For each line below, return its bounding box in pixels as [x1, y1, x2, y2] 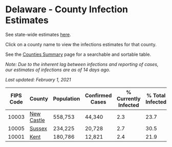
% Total [146, 92, 166, 99]
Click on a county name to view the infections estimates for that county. [5, 41, 157, 47]
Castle [29, 116, 45, 123]
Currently [117, 95, 141, 102]
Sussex [29, 124, 48, 132]
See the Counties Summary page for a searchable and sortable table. [5, 51, 152, 57]
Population [53, 95, 80, 102]
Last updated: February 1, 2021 [5, 76, 71, 82]
